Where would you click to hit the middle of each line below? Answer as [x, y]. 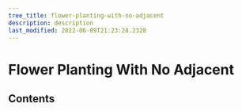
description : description [51, 23]
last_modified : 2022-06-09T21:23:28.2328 [78, 30]
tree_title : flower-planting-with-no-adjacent [86, 15]
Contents [32, 99]
